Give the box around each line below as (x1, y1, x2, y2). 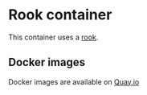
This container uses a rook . (8, 32, 99, 42)
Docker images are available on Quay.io (8, 76, 140, 86)
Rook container (8, 6, 112, 24)
